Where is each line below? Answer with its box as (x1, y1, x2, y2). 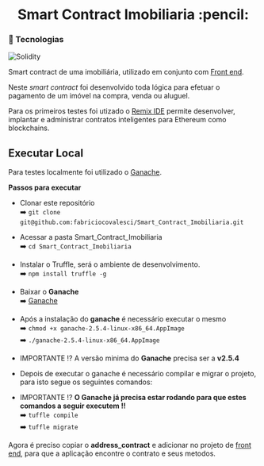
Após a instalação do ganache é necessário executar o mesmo (19, 314, 227, 324)
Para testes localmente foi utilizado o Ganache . (8, 168, 163, 177)
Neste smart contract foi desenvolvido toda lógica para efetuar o (8, 83, 220, 92)
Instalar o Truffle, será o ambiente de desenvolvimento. (19, 260, 201, 269)
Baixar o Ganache (19, 287, 79, 297)
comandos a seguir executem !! (19, 401, 126, 410)
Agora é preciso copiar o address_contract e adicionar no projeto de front (8, 441, 252, 450)
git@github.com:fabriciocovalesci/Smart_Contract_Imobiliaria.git (19, 218, 244, 227)
